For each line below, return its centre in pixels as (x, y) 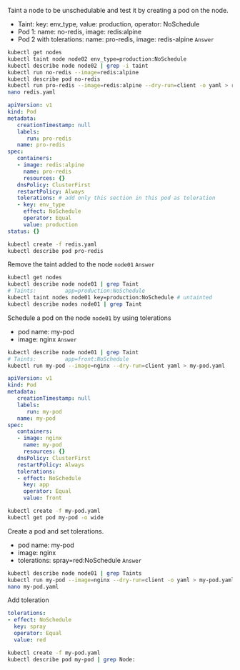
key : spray (30, 627)
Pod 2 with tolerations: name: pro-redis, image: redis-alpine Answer (116, 39)
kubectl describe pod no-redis (54, 79)
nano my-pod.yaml (33, 586)
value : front (42, 498)
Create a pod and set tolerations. (56, 531)
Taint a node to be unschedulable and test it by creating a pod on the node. (118, 10)
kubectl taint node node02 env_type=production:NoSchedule (97, 59)
